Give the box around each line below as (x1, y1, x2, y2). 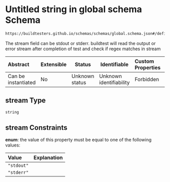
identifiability (99, 79, 130, 86)
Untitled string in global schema (5, 4, 143, 15)
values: (5, 142, 20, 148)
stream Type (5, 96, 46, 105)
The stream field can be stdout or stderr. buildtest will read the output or (5, 40, 156, 46)
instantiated (8, 79, 36, 86)
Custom (135, 57, 154, 64)
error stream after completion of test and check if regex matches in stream (5, 46, 161, 52)
